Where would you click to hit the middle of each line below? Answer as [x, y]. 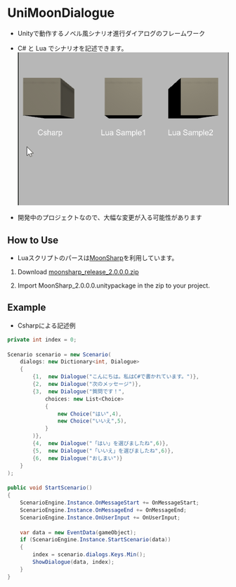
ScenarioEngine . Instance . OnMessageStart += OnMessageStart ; [110, 503]
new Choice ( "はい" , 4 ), [90, 414]
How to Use [33, 240]
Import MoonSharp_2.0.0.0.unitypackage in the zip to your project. [114, 285]
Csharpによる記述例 [46, 325]
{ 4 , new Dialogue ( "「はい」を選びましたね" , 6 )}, [101, 444]
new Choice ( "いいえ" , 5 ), [92, 421]
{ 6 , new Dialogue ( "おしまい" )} [78, 458]
